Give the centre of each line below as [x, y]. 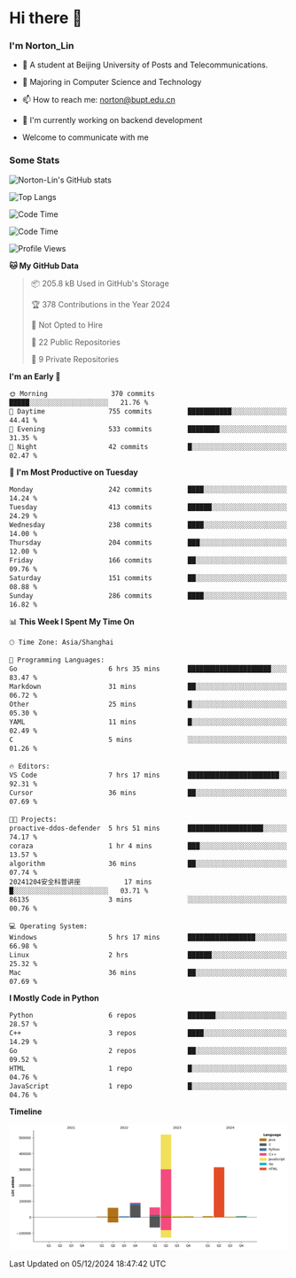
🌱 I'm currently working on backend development [112, 120]
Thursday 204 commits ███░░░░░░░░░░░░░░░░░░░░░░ [148, 542]
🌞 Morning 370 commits [82, 393]
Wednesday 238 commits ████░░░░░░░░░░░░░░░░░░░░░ [148, 525]
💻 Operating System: [49, 926]
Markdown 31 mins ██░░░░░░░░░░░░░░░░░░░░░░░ [148, 686]
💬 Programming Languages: [57, 660]
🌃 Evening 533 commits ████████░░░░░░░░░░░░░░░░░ [148, 429]
